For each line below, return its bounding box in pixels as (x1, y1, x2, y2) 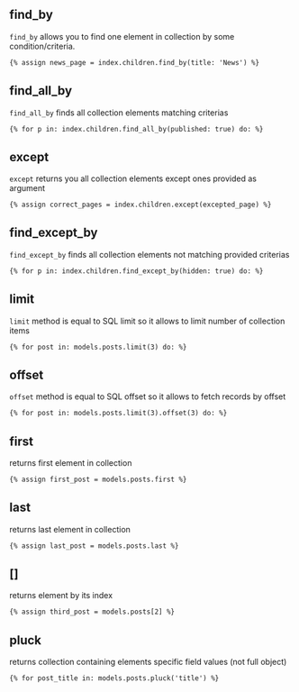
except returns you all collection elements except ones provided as (9, 173, 257, 184)
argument (9, 183, 46, 194)
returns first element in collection (9, 457, 132, 468)
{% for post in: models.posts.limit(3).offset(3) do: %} (9, 409, 228, 418)
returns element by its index (9, 590, 113, 601)
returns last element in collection (9, 524, 131, 534)
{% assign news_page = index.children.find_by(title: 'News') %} (9, 58, 259, 67)
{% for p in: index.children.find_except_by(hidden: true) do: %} (9, 266, 264, 276)
